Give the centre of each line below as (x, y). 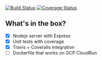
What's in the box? (36, 23)
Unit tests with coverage (38, 41)
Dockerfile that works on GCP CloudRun (55, 53)
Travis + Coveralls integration (44, 47)
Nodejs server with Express (42, 36)
